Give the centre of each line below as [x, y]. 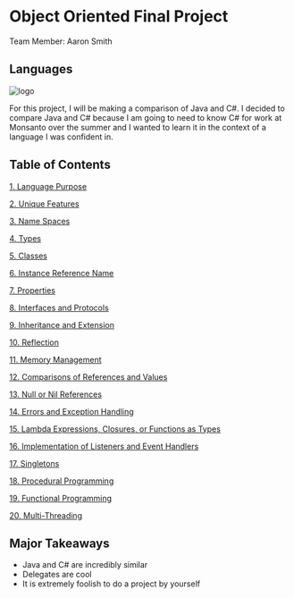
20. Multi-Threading [46, 515]
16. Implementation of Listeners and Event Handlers [104, 446]
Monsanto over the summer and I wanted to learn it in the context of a [138, 127]
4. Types [25, 238]
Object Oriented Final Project [119, 17]
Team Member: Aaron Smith [61, 41]
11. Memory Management [55, 359]
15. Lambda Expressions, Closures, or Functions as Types [115, 429]
